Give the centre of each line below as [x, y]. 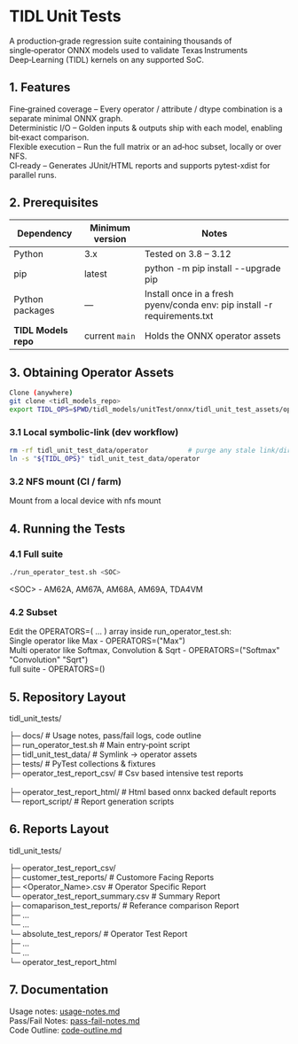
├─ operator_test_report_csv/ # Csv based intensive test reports [126, 774]
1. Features [40, 87]
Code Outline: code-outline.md [66, 1030]
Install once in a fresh [189, 293]
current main [110, 336]
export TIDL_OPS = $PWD [49, 409]
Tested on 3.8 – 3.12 [188, 253]
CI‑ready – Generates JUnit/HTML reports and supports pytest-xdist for [140, 165]
